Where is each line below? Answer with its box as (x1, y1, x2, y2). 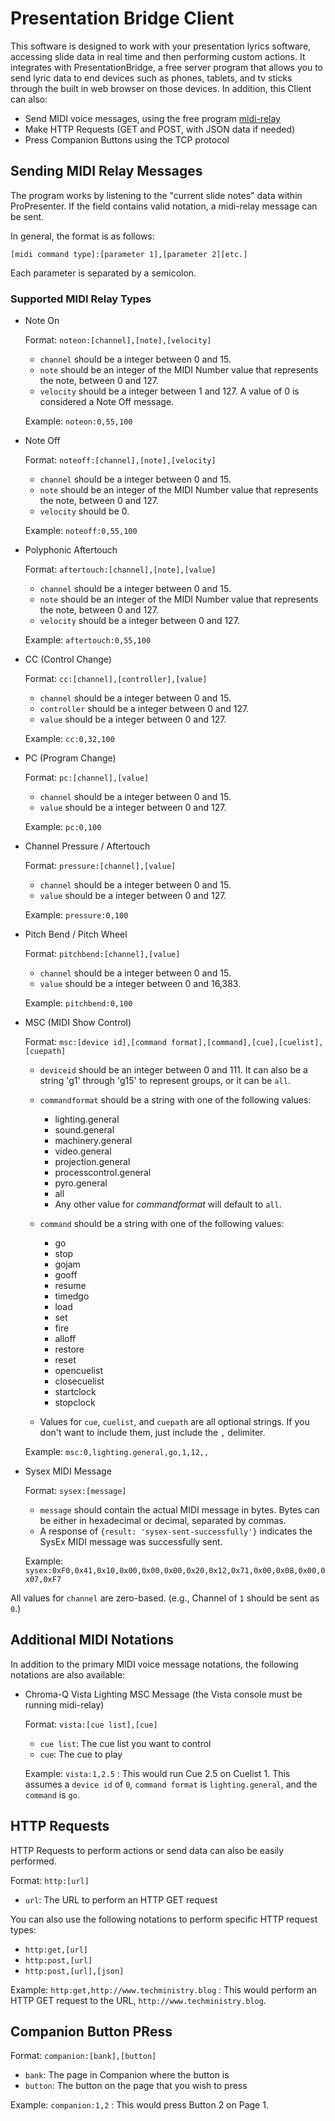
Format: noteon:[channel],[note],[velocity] (24, 334, 212, 346)
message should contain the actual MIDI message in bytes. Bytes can (39, 1504, 320, 1516)
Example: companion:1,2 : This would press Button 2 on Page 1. (10, 2099, 269, 2111)
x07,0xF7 (24, 1575, 62, 1585)
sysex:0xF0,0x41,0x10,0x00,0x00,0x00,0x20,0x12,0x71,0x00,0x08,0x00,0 (24, 1566, 326, 1576)
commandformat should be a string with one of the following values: (39, 1094, 312, 1106)
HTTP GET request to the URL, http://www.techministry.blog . (10, 1994, 267, 2006)
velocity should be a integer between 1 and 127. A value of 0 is (39, 385, 300, 397)
